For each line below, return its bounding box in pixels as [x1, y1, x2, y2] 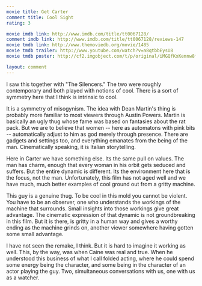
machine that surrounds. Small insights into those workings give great [6, 205, 179, 212]
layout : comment [6, 64, 47, 70]
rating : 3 [6, 20, 31, 26]
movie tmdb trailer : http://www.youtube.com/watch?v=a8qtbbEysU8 [6, 47, 173, 54]
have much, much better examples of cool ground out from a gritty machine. [6, 180, 195, 187]
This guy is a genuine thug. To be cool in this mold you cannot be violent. [6, 192, 188, 199]
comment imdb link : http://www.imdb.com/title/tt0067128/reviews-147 [6, 37, 185, 43]
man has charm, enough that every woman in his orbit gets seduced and [6, 161, 186, 168]
